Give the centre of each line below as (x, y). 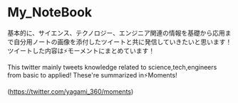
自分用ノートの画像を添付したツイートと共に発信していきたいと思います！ (123, 42)
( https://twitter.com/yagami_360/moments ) (71, 91)
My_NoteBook (50, 12)
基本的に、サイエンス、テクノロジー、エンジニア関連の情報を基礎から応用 (117, 33)
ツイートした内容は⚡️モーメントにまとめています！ (81, 50)
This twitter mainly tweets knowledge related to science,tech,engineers (112, 67)
